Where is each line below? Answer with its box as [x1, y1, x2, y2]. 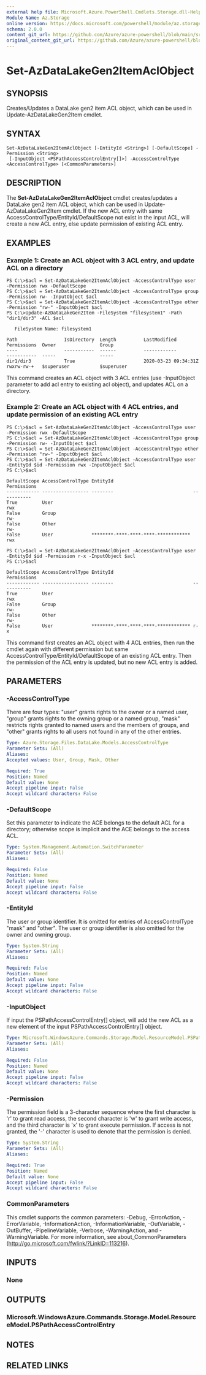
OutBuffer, [6, 1227, 32, 1234]
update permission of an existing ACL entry [6, 410, 139, 419]
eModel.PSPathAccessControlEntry [6, 1320, 115, 1329]
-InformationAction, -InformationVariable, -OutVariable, [42, 1220, 182, 1227]
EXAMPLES [6, 238, 51, 248]
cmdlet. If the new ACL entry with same [63, 207, 162, 215]
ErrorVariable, [6, 1220, 42, 1227]
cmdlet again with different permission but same [6, 645, 129, 653]
